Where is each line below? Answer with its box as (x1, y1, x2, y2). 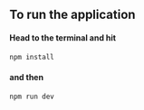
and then (9, 72, 43, 83)
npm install (9, 52, 54, 61)
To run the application (9, 7, 136, 23)
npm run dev (9, 92, 54, 101)
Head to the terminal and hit (9, 32, 116, 43)
